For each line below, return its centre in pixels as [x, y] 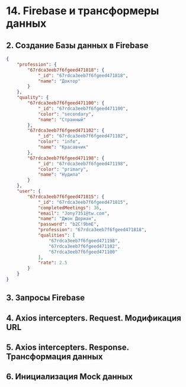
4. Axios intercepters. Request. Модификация [94, 318]
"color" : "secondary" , [66, 114]
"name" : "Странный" [62, 120]
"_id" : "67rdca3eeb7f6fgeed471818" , [83, 75]
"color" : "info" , [59, 142]
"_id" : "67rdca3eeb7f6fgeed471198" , [83, 164]
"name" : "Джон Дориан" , [67, 219]
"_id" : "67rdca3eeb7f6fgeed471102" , [83, 136]
